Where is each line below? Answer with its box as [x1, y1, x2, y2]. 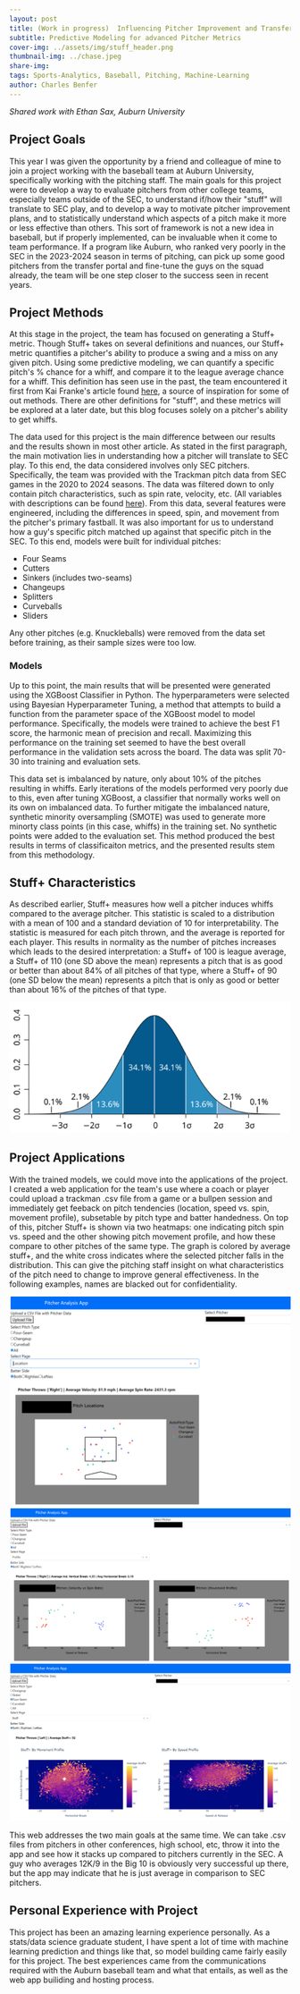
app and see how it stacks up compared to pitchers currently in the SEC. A [9, 1849, 284, 1859]
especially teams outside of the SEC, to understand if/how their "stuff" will [9, 193, 283, 205]
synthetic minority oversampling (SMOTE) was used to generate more [9, 811, 266, 822]
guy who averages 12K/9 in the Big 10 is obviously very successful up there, [9, 1858, 289, 1869]
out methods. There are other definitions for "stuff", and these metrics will [9, 395, 281, 406]
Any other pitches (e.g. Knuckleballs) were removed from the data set [9, 628, 266, 638]
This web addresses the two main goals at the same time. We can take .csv [9, 1829, 287, 1840]
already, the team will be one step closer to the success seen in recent [9, 269, 270, 281]
